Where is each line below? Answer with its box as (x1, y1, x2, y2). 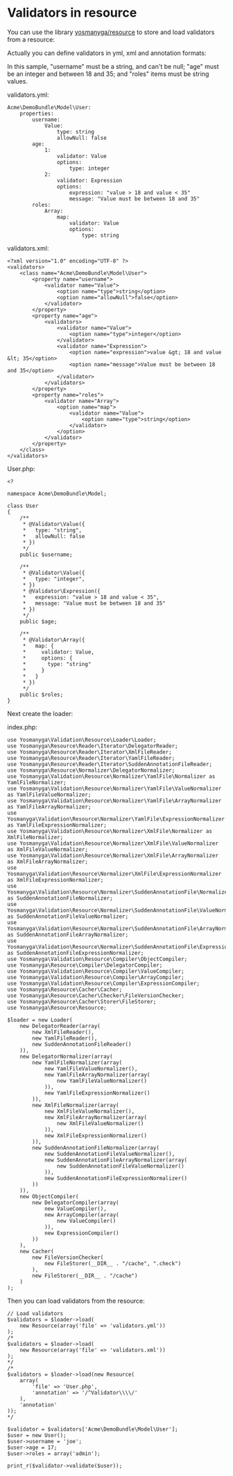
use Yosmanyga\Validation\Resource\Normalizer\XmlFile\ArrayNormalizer (7, 852, 218, 859)
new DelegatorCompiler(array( (32, 1199, 119, 1206)
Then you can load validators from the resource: (7, 1296, 145, 1305)
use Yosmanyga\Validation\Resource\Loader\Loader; (7, 736, 157, 743)
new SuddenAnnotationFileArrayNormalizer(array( (44, 1157, 188, 1164)
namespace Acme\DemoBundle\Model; (7, 490, 107, 497)
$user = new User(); (7, 1431, 67, 1438)
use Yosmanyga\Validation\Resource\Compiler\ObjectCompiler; (7, 955, 188, 962)
